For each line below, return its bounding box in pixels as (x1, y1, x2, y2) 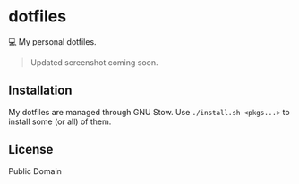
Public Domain (8, 165, 62, 176)
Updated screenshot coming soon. (30, 56, 158, 68)
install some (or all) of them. (8, 116, 112, 127)
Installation (8, 83, 73, 98)
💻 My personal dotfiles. (8, 36, 97, 46)
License (8, 142, 54, 157)
